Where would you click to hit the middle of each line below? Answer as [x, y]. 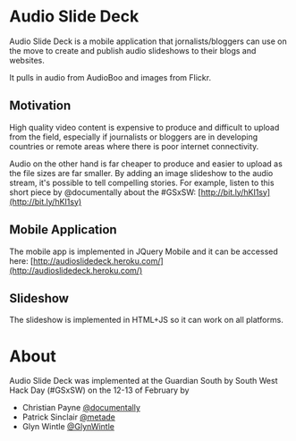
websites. [27, 60]
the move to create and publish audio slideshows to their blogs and [133, 50]
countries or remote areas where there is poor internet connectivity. [134, 146]
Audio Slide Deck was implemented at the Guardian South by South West [144, 381]
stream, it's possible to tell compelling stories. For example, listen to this [142, 182]
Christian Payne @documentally [81, 408]
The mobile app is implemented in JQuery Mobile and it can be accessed [144, 251]
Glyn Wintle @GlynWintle [68, 427]
